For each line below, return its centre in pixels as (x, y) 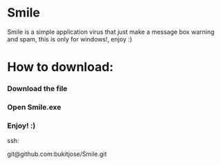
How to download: (60, 67)
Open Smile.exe (34, 107)
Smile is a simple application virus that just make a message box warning (111, 32)
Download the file (37, 89)
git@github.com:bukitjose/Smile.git (57, 154)
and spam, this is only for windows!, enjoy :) (70, 39)
